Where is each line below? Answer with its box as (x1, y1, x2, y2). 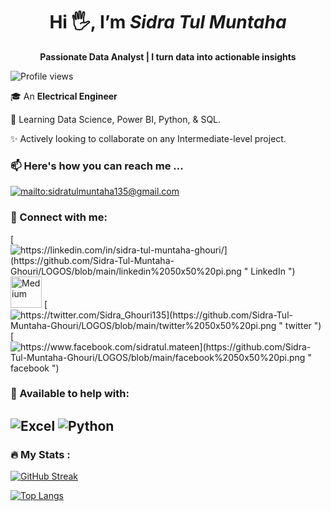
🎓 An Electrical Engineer (10, 90, 118, 102)
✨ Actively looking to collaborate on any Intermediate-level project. (10, 132, 287, 144)
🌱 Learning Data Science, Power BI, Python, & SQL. (10, 113, 222, 125)
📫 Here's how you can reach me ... (10, 159, 184, 173)
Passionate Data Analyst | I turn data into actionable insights (39, 50, 297, 63)
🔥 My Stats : (10, 447, 71, 461)
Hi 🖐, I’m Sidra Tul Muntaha (49, 11, 287, 34)
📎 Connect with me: (10, 210, 108, 224)
